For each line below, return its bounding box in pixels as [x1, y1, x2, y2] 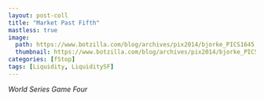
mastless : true [8, 26, 58, 34]
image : [8, 33, 30, 42]
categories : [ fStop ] [8, 56, 76, 64]
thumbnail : [15, 48, 51, 56]
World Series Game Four [8, 84, 88, 94]
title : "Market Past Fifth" [8, 19, 101, 27]
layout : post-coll [8, 11, 68, 20]
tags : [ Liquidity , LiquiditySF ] [8, 63, 114, 71]
